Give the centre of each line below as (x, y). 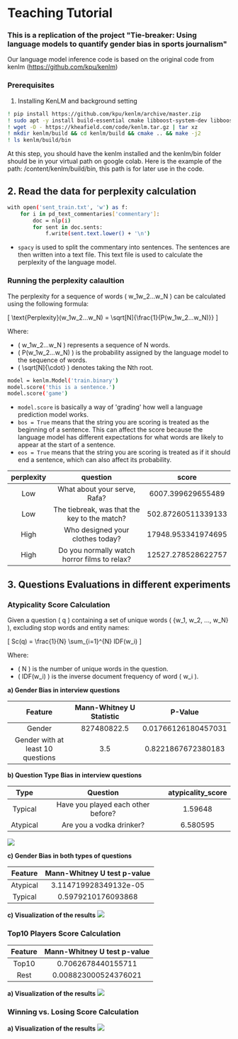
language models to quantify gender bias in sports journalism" (117, 44)
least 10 (39, 748)
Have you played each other (103, 804)
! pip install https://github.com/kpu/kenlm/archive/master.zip (104, 114)
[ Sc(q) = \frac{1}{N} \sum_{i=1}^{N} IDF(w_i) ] (74, 641)
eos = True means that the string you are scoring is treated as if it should (124, 452)
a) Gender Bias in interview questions (64, 690)
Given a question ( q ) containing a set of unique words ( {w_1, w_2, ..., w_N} (118, 620)
